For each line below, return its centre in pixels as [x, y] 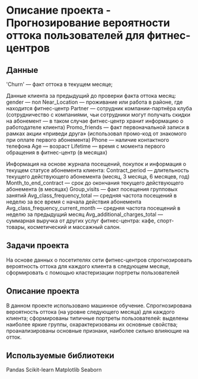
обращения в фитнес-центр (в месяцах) [57, 152]
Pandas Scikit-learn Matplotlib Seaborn [54, 370]
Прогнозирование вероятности [88, 23]
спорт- [165, 221]
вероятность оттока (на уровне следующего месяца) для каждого [90, 311]
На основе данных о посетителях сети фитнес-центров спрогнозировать [99, 260]
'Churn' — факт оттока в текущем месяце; [60, 84]
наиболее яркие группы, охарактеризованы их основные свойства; [92, 324]
